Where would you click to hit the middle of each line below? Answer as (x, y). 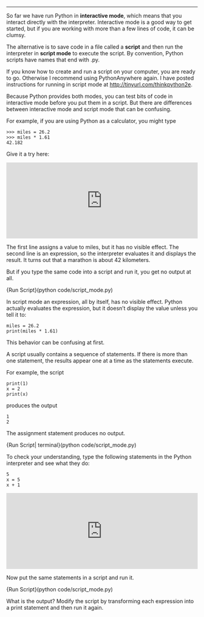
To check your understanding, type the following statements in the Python (99, 457)
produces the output (32, 405)
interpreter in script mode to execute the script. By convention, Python (95, 53)
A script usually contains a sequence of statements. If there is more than (97, 354)
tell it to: (16, 315)
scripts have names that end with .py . (53, 60)
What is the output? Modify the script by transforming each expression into (100, 601)
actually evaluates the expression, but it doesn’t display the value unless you (102, 308)
